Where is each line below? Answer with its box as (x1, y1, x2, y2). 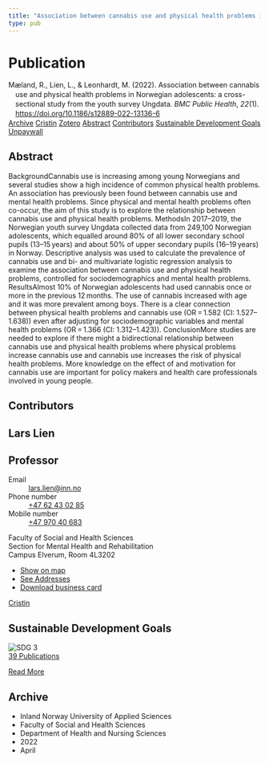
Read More (8, 667, 45, 676)
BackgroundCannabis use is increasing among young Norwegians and (8, 171, 240, 181)
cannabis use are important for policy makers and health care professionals (8, 367, 258, 377)
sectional (15, 99, 46, 109)
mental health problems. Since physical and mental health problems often (8, 197, 251, 206)
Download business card (19, 582, 102, 592)
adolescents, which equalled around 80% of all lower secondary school (8, 230, 245, 241)
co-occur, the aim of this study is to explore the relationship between (8, 205, 236, 215)
